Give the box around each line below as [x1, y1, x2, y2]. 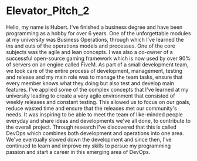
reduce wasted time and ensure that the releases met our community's [6, 105, 178, 112]
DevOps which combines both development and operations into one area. [6, 129, 184, 136]
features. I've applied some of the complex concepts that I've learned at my [6, 86, 189, 93]
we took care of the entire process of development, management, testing [6, 67, 183, 74]
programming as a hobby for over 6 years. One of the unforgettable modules [6, 29, 191, 36]
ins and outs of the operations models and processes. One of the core [6, 42, 176, 49]
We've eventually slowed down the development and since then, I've [6, 136, 172, 143]
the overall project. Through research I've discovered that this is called [6, 123, 177, 130]
